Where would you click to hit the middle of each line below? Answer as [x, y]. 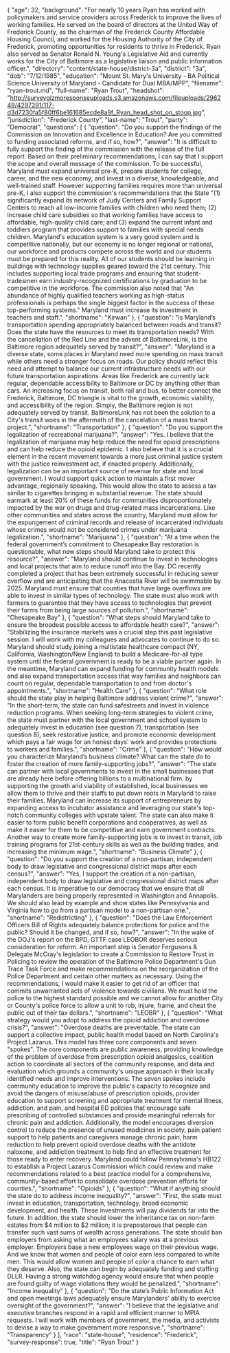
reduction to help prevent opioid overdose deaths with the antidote [102, 1144]
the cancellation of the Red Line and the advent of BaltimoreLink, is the [107, 339]
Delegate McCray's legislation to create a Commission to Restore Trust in [111, 954]
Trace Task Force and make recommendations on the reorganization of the [113, 969]
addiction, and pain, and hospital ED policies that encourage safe [99, 1108]
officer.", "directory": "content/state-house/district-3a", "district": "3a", [107, 69]
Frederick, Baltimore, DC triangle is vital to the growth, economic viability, [111, 398]
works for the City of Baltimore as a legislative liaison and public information [115, 61]
